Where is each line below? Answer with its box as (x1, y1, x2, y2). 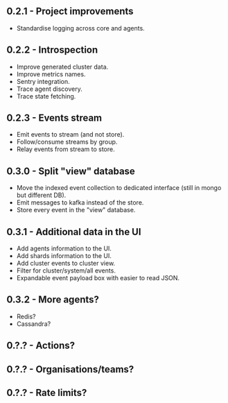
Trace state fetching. (16, 92, 76, 100)
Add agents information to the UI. (16, 244, 112, 252)
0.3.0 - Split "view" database (6, 165, 136, 177)
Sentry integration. (16, 77, 70, 85)
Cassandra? (16, 319, 51, 328)
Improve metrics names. (16, 69, 86, 78)
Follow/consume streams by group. (16, 138, 118, 146)
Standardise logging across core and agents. (16, 24, 145, 32)
